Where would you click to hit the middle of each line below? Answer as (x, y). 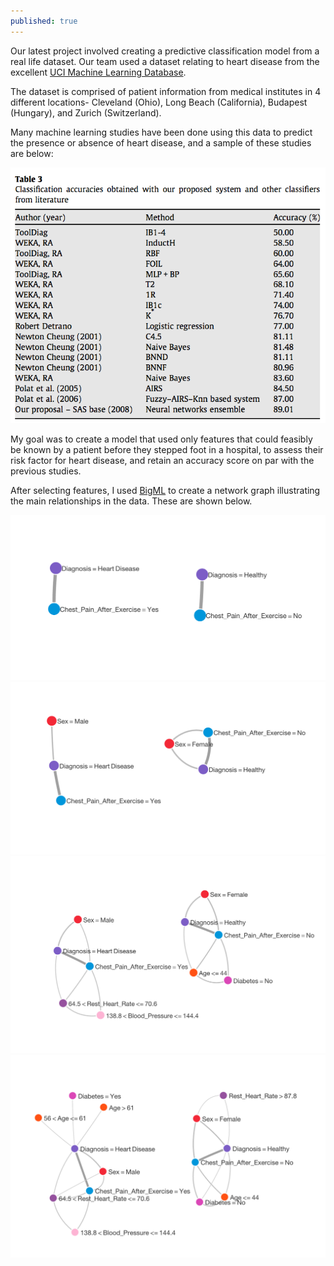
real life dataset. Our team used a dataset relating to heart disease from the (165, 61)
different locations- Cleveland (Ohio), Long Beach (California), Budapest (159, 102)
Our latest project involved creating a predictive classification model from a (165, 51)
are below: (32, 153)
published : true (44, 21)
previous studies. (46, 471)
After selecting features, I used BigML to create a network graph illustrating (165, 490)
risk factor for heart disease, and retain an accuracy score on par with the (162, 460)
